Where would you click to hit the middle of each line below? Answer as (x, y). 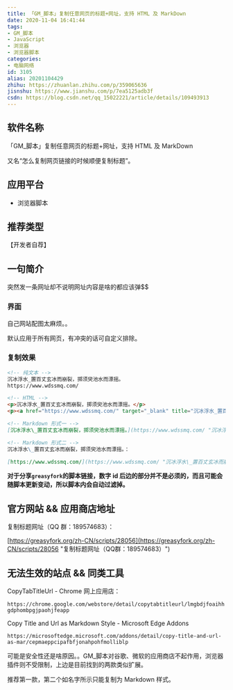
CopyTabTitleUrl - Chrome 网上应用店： (64, 591)
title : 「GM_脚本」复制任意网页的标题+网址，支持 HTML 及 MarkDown (97, 14)
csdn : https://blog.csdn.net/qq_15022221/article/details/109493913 (108, 98)
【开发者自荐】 (28, 245)
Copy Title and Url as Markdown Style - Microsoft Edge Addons (98, 623)
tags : (15, 26)
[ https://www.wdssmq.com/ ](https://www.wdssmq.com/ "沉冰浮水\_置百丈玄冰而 (115, 462)
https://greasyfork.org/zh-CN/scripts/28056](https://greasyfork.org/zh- (112, 541)
